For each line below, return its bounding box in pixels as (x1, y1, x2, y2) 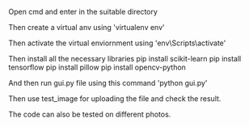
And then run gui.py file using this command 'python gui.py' (8, 78, 208, 87)
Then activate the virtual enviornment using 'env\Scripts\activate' (8, 38, 226, 48)
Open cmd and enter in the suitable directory (8, 7, 158, 16)
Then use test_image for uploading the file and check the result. (8, 94, 222, 104)
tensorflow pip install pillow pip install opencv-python (8, 62, 186, 72)
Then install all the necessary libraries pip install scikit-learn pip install (8, 54, 242, 63)
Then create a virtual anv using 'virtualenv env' (8, 23, 165, 32)
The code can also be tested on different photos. (8, 109, 171, 119)
